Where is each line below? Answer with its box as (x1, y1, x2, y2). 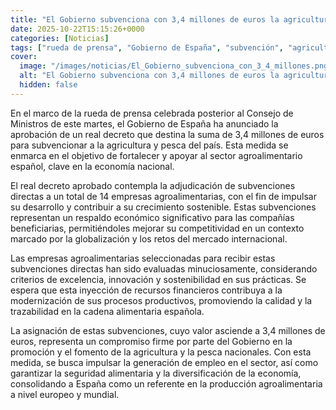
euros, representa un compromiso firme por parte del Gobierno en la (10, 335, 293, 347)
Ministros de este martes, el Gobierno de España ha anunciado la (10, 117, 279, 130)
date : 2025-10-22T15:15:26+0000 (10, 24, 145, 34)
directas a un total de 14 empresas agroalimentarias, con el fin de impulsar (10, 190, 317, 202)
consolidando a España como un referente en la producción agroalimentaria (10, 377, 323, 390)
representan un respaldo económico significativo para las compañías (10, 211, 295, 223)
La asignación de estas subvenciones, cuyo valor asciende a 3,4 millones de (10, 324, 326, 336)
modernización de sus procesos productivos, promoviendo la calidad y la (10, 294, 313, 306)
